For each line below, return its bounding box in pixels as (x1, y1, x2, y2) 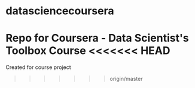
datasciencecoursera (5, 4, 114, 18)
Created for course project (5, 64, 71, 71)
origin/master (109, 76, 143, 83)
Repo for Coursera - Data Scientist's (5, 32, 189, 45)
